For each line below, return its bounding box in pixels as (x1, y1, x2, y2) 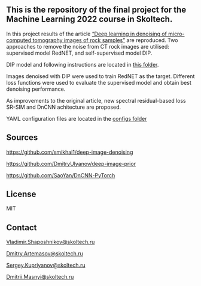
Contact (6, 222, 37, 233)
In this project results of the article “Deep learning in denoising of (6, 30, 167, 37)
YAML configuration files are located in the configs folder (6, 115, 148, 122)
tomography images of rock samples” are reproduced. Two (32, 36, 178, 44)
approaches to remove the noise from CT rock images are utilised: (6, 43, 169, 50)
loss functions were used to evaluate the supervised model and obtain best (6, 79, 191, 86)
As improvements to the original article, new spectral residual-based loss (6, 97, 187, 104)
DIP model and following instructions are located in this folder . (6, 61, 159, 68)
